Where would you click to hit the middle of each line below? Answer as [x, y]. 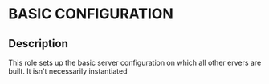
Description [38, 44]
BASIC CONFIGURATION [91, 14]
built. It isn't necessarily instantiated [68, 71]
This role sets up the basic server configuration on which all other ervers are [135, 62]
